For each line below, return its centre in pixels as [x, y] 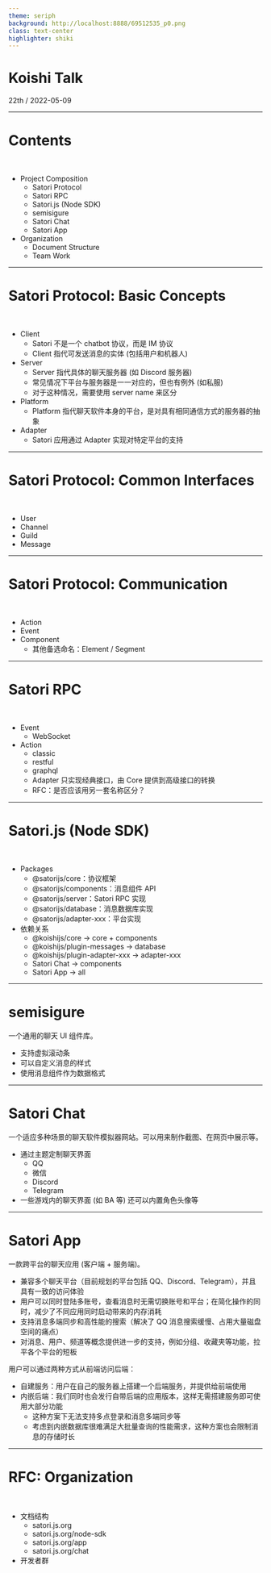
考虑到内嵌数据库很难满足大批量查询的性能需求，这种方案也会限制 [142, 1426]
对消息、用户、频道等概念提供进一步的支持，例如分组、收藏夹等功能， [137, 1341]
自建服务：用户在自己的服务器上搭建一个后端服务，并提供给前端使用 [133, 1386]
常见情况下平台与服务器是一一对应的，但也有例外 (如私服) [127, 382]
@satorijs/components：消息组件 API [94, 888]
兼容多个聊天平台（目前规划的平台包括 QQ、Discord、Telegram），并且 [138, 1281]
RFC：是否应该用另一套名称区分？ [89, 790]
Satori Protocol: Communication [118, 584]
